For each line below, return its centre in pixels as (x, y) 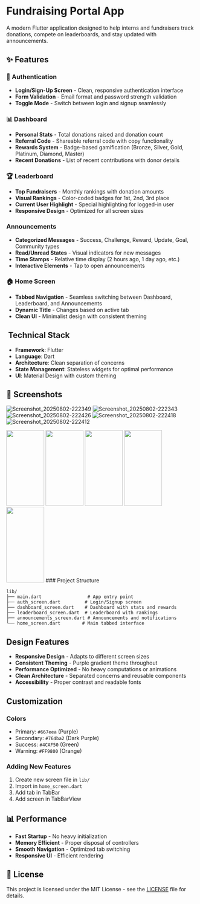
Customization (35, 701)
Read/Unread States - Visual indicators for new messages (88, 253)
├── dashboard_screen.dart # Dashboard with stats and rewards (92, 608)
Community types (37, 246)
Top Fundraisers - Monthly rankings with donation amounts (89, 192)
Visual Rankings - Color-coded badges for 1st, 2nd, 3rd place (92, 198)
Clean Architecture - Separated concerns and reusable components (101, 676)
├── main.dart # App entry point (70, 597)
